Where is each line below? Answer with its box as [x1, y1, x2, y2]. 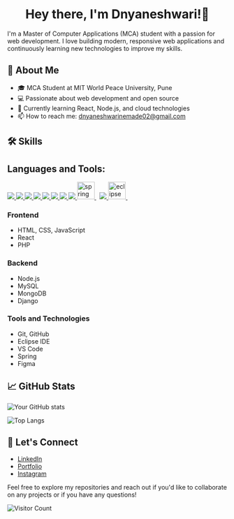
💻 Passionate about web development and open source [17, 94, 180, 102]
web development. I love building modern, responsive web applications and [7, 36, 225, 45]
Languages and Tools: [7, 163, 106, 175]
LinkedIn [17, 455, 43, 463]
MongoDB [17, 289, 47, 298]
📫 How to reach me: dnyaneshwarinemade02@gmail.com [17, 112, 187, 120]
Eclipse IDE [17, 337, 50, 345]
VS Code [17, 344, 43, 353]
